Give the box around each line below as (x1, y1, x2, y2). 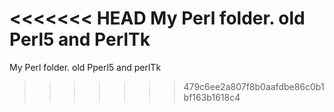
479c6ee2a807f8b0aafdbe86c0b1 (183, 80, 325, 92)
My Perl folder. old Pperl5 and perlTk (9, 61, 162, 73)
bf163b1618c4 (183, 91, 241, 103)
